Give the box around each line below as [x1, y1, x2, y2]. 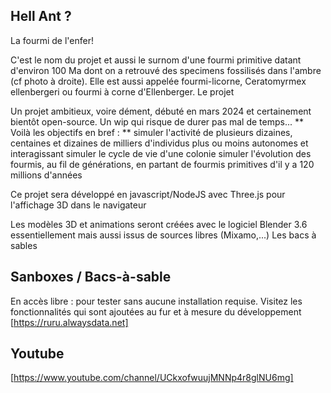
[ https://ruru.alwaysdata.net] [10, 316, 129, 328]
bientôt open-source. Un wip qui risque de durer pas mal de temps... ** [10, 115, 304, 128]
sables [10, 239, 38, 251]
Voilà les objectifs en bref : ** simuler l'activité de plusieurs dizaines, [10, 126, 293, 138]
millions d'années [10, 169, 83, 181]
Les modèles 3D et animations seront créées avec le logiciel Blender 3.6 [10, 218, 308, 230]
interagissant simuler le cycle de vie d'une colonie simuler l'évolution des [10, 147, 312, 159]
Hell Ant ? [10, 8, 72, 25]
